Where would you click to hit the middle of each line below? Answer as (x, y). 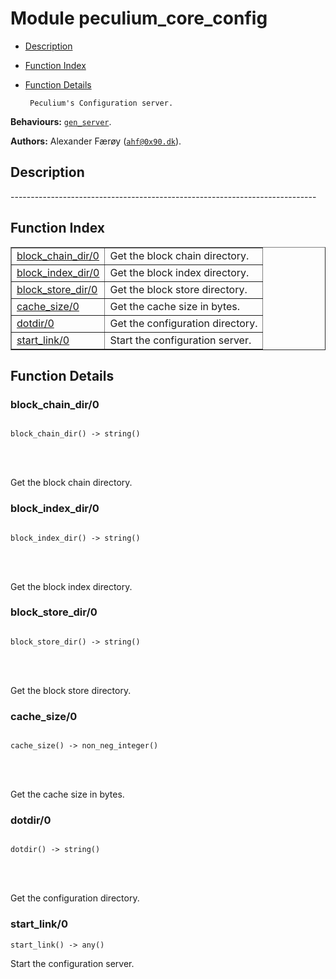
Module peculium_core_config (139, 18)
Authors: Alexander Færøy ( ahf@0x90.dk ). (96, 141)
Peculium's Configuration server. (101, 103)
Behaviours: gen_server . (61, 121)
